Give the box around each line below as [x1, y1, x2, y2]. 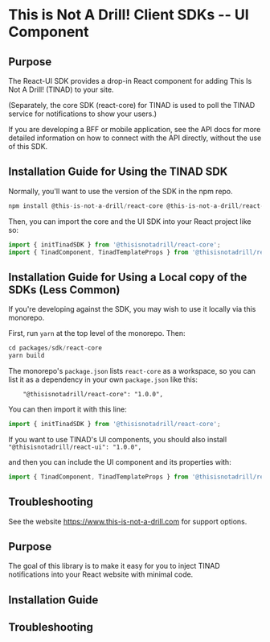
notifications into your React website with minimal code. [8, 570, 194, 579]
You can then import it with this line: [8, 404, 127, 414]
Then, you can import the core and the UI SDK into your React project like [8, 216, 252, 226]
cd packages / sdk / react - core [8, 344, 103, 352]
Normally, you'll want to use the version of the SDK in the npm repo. [8, 186, 233, 196]
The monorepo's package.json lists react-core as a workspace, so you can [8, 367, 256, 375]
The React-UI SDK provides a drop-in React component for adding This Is [8, 77, 252, 85]
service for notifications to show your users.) [8, 109, 157, 118]
